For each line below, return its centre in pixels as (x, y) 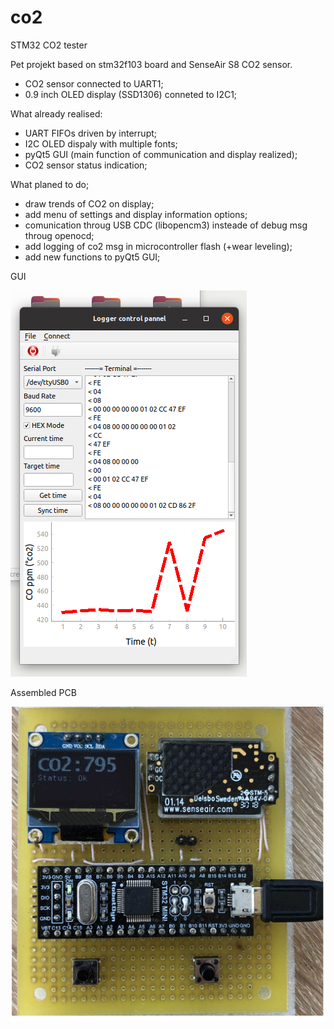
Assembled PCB (43, 692)
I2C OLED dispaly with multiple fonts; (101, 143)
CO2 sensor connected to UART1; (94, 83)
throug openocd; (59, 235)
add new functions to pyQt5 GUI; (92, 257)
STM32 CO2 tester (49, 45)
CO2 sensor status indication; (86, 165)
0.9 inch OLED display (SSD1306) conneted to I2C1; (131, 94)
